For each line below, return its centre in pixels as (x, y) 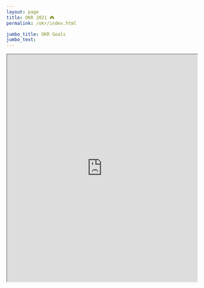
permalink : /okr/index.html (42, 23)
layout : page (23, 12)
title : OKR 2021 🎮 (30, 18)
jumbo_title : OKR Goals (36, 34)
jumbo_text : (21, 40)
